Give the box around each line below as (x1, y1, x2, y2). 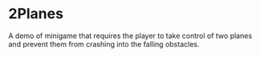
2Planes (8, 5, 64, 23)
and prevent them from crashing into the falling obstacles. (8, 39, 200, 48)
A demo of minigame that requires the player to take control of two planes (8, 31, 253, 40)
